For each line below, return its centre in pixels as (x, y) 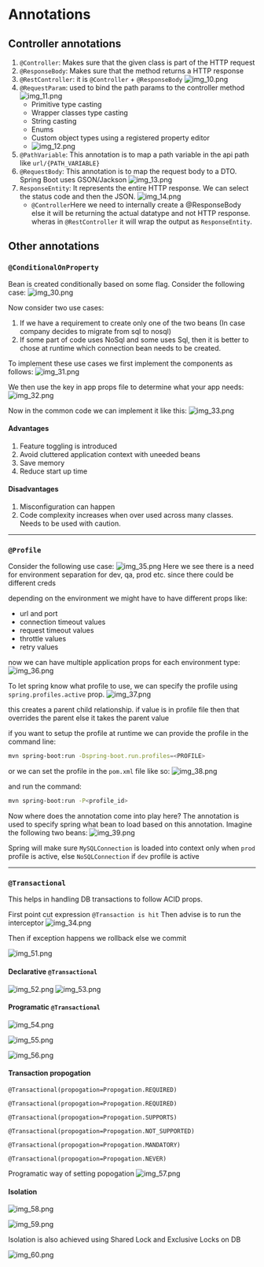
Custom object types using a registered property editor (121, 138)
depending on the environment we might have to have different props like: (128, 598)
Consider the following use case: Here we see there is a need (131, 567)
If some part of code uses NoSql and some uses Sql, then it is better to (134, 340)
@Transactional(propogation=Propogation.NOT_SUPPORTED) (101, 1131)
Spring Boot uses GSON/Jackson (73, 180)
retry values (39, 647)
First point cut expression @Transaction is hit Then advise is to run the (125, 915)
